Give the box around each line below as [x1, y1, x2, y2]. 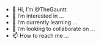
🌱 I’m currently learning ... [12, 19, 78, 26]
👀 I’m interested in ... [12, 12, 64, 19]
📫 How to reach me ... [12, 32, 69, 39]
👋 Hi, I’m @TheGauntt [12, 6, 67, 13]
